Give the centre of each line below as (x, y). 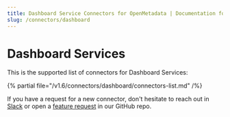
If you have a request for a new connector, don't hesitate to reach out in (108, 99)
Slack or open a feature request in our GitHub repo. (79, 106)
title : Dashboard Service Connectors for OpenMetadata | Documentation (111, 13)
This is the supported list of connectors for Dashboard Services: (98, 73)
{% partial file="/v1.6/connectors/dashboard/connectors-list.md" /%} (105, 86)
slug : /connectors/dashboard (49, 20)
